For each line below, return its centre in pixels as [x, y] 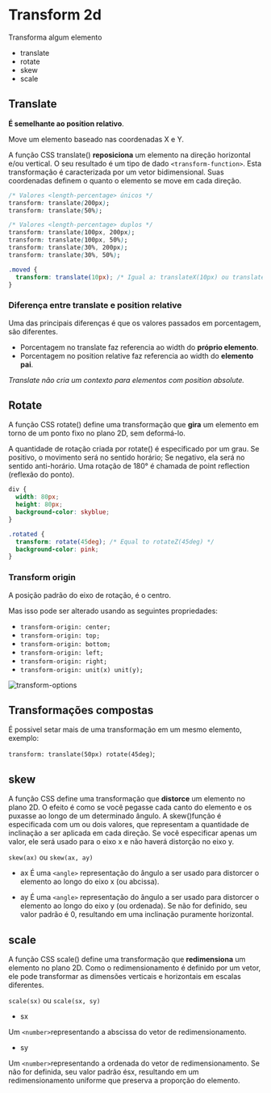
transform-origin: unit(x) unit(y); [81, 670]
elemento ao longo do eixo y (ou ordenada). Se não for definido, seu [133, 906]
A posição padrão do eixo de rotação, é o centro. [90, 595]
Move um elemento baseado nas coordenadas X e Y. [96, 139]
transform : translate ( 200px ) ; [59, 203]
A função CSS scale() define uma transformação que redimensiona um [127, 960]
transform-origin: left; [62, 653]
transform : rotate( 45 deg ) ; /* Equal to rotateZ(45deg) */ [115, 542]
